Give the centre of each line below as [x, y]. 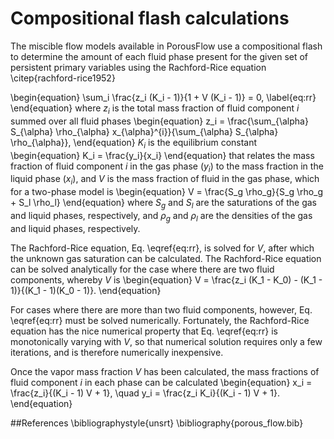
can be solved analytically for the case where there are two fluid [142, 269]
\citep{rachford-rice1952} [63, 78]
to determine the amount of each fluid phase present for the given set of [159, 56]
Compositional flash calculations [150, 18]
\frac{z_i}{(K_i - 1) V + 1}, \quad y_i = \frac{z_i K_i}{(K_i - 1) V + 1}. [145, 393]
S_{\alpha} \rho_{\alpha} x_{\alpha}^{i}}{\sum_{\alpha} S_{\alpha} [144, 131]
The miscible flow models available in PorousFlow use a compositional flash [166, 46]
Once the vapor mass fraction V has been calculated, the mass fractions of [165, 371]
